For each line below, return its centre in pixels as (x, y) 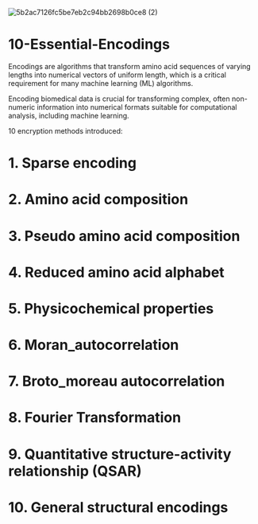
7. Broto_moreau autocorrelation (117, 381)
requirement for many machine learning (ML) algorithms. (101, 83)
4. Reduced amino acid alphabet (116, 272)
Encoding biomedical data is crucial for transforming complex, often (119, 99)
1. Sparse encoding (73, 163)
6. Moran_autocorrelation (94, 345)
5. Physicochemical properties (111, 308)
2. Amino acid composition (98, 200)
